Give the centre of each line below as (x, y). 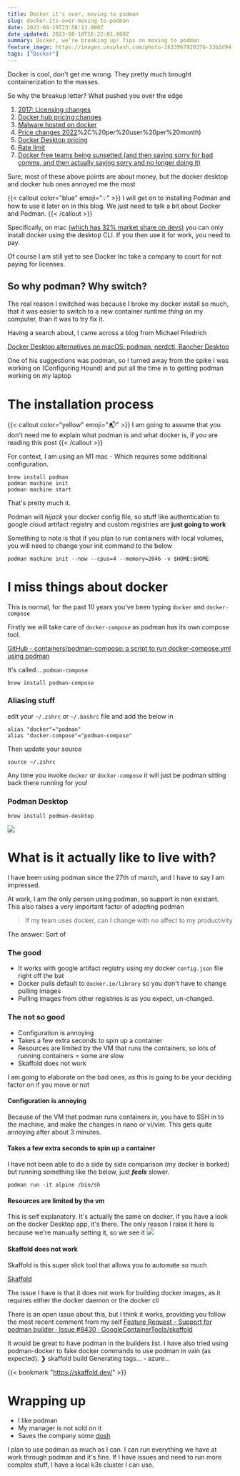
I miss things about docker (87, 587)
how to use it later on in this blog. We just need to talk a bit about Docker (114, 206)
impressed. (24, 885)
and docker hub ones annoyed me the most (71, 184)
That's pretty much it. (39, 503)
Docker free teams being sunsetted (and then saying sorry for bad (115, 155)
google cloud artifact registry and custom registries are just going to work (117, 524)
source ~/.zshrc (31, 762)
